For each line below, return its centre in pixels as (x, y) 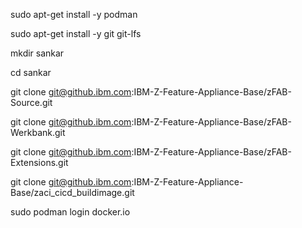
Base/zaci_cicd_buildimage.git (72, 192)
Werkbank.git (38, 132)
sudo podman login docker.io (70, 212)
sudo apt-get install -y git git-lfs (76, 33)
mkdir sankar (37, 53)
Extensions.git (39, 162)
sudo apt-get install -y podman (74, 14)
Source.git (31, 102)
